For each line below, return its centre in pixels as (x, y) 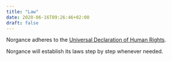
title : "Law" (22, 12)
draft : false (22, 23)
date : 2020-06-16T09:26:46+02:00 (48, 17)
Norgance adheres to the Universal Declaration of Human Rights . (86, 40)
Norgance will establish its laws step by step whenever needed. (85, 51)
